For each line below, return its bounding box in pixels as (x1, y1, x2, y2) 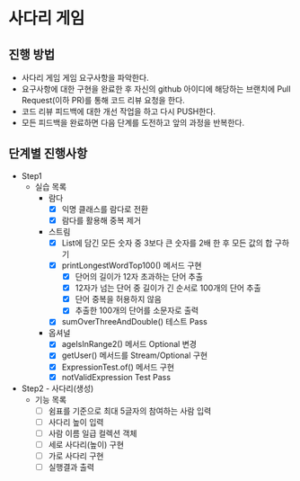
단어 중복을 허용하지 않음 (75, 294, 163, 305)
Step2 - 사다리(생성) (21, 383, 94, 394)
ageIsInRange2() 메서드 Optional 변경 (61, 339, 197, 350)
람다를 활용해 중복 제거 (61, 215, 141, 226)
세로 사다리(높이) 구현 (48, 439, 125, 450)
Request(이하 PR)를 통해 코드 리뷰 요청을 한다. (21, 95, 185, 105)
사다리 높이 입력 (48, 416, 104, 427)
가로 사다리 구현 (48, 450, 104, 461)
